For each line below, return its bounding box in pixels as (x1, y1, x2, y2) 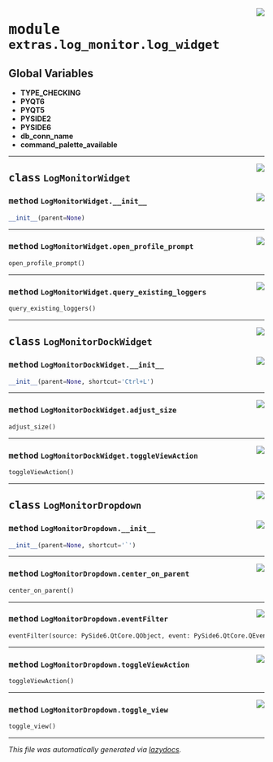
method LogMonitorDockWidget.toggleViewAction (8, 450, 198, 461)
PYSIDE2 (19, 114, 51, 124)
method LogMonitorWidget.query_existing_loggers (8, 286, 207, 297)
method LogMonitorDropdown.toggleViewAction (8, 659, 190, 670)
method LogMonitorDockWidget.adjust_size (8, 405, 177, 416)
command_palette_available (19, 140, 118, 150)
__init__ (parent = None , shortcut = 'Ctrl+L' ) (8, 377, 154, 385)
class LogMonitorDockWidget (8, 335, 153, 349)
